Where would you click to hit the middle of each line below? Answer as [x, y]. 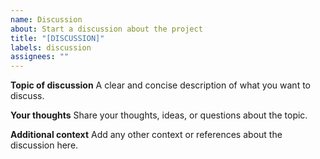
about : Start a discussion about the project [106, 29]
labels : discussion [51, 47]
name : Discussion [46, 19]
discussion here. [44, 145]
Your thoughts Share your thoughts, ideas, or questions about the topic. [159, 115]
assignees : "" [40, 57]
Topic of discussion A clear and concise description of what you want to [160, 85]
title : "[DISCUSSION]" [57, 38]
